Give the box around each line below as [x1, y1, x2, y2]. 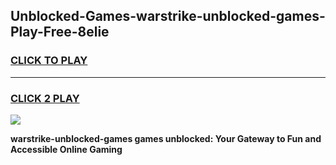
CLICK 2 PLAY [10, 91, 80, 105]
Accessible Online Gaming [10, 143, 123, 155]
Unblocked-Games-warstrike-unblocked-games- [10, 8, 326, 25]
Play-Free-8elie [10, 24, 110, 41]
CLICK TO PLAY [10, 54, 88, 68]
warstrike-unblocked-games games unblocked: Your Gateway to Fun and [10, 132, 322, 144]
